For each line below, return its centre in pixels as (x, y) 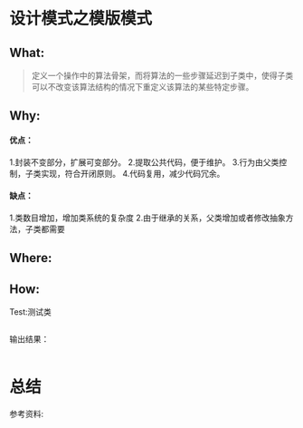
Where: (31, 258)
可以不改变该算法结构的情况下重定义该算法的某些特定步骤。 (142, 87)
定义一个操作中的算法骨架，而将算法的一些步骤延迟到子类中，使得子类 (162, 75)
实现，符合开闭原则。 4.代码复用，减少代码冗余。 (133, 173)
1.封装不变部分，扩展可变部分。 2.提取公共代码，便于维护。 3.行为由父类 (144, 162)
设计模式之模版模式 (81, 19)
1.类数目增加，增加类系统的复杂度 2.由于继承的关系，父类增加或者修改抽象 (148, 218)
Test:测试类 (31, 312)
